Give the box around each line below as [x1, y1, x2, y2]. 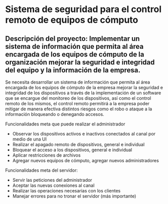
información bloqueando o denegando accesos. [5, 111, 104, 117]
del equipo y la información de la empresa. [5, 65, 141, 74]
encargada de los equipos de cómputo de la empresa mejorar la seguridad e [5, 85, 163, 90]
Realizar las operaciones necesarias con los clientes [12, 188, 121, 193]
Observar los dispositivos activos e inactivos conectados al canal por [12, 131, 156, 137]
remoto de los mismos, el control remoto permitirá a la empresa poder [5, 101, 149, 106]
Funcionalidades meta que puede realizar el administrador [5, 121, 125, 127]
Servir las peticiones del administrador [12, 177, 92, 183]
